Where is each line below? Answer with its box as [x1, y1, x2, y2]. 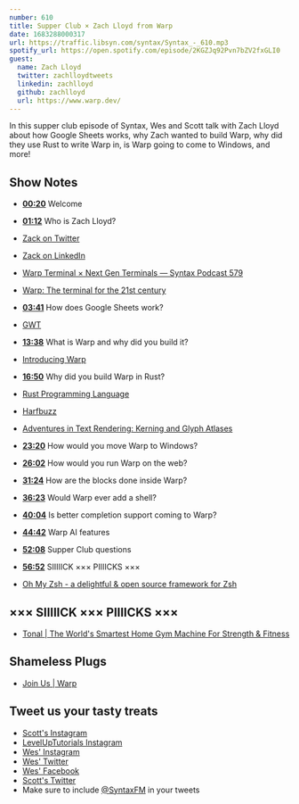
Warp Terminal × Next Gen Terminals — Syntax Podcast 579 [21, 268, 244, 278]
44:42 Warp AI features [21, 527, 110, 538]
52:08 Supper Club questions [21, 544, 132, 555]
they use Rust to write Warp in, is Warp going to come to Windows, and [9, 139, 271, 150]
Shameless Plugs [9, 654, 107, 669]
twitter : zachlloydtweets [17, 71, 114, 80]
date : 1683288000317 [9, 29, 86, 38]
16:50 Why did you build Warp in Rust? [21, 371, 166, 382]
